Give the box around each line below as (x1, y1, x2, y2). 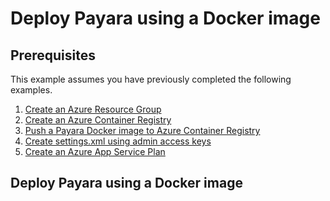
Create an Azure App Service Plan (24, 146, 166, 157)
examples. (10, 84, 53, 96)
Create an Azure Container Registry (24, 114, 172, 126)
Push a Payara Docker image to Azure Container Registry (24, 125, 261, 136)
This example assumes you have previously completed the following (10, 73, 292, 85)
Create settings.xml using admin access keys (24, 135, 212, 147)
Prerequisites (10, 47, 96, 64)
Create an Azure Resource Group (24, 103, 162, 115)
